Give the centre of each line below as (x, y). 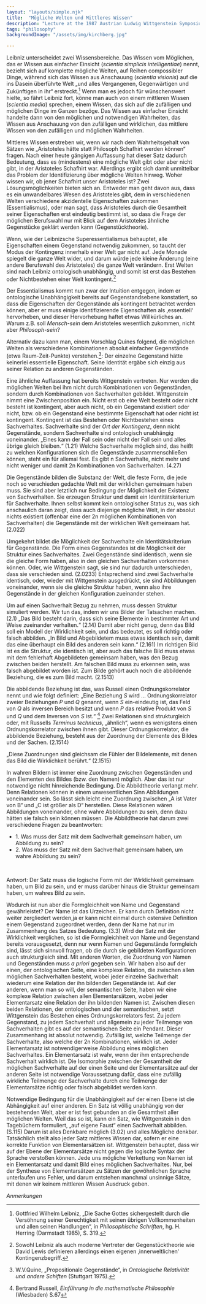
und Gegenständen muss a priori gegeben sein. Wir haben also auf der (96, 963)
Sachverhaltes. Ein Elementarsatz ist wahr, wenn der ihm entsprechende (98, 1054)
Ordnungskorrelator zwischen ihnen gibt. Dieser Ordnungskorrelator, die (97, 729)
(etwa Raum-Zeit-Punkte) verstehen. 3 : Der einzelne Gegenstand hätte (95, 355)
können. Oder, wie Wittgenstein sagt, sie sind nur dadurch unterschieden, (99, 567)
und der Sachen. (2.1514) (38, 742)
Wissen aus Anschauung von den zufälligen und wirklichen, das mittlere (97, 124)
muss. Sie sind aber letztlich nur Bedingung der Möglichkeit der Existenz (98, 491)
